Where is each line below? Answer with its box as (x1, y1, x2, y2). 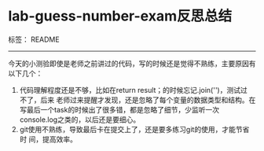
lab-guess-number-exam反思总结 (8, 7, 233, 25)
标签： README (8, 35, 60, 44)
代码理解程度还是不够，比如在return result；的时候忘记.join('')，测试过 (19, 85, 247, 94)
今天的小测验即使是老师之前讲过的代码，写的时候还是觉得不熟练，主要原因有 (8, 58, 256, 68)
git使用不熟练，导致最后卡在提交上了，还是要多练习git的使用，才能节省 (19, 124, 250, 134)
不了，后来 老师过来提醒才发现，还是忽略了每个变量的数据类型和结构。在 (19, 95, 256, 105)
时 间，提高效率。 (19, 134, 77, 144)
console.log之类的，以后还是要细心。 (19, 115, 141, 124)
